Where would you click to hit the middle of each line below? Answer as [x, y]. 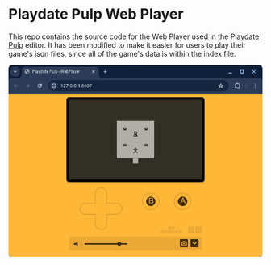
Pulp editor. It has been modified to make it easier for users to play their [127, 44]
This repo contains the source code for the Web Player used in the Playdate [134, 36]
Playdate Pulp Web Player [96, 14]
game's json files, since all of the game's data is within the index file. [122, 53]
